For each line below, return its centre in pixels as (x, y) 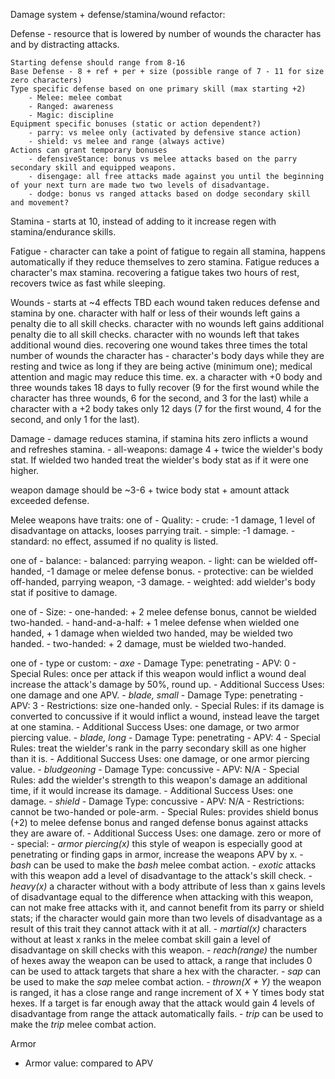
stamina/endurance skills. (63, 232)
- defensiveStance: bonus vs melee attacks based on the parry (163, 159)
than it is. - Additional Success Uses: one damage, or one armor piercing (160, 758)
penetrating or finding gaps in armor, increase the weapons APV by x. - (157, 854)
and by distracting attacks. (65, 44)
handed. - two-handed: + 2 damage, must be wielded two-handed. (148, 643)
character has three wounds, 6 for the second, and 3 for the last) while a (159, 398)
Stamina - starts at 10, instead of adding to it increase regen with (143, 221)
